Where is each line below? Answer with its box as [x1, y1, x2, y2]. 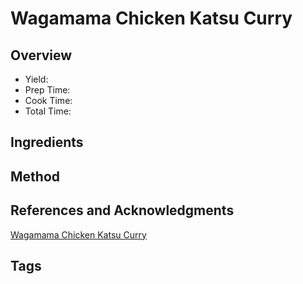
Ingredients [10, 134, 84, 151]
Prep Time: [24, 84, 71, 96]
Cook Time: [24, 95, 73, 106]
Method [10, 168, 61, 185]
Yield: [24, 73, 49, 85]
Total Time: [24, 105, 72, 117]
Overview [10, 47, 73, 64]
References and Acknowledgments [10, 202, 235, 219]
